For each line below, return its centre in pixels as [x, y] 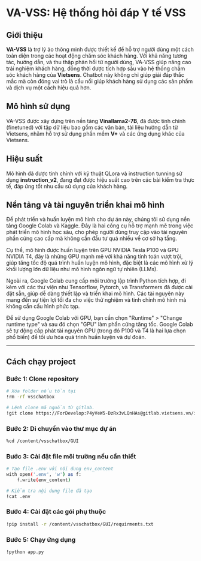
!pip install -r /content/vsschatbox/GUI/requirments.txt [80, 524]
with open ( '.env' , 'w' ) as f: [44, 474]
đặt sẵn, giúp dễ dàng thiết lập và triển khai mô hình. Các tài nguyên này [95, 293]
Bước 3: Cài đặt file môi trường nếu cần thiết [71, 456]
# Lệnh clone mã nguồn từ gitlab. [51, 407]
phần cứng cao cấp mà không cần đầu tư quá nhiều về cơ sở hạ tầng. [92, 238]
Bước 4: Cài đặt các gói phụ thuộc [56, 512]
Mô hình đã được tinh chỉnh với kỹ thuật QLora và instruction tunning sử [94, 173]
